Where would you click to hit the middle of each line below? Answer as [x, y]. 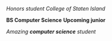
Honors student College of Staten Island [56, 9]
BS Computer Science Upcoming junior [56, 20]
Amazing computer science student [51, 31]
